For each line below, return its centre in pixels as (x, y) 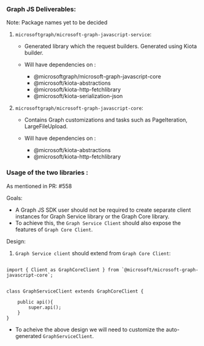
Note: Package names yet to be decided (57, 23)
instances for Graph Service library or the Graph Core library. (92, 216)
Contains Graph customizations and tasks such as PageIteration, (106, 120)
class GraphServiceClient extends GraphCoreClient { (75, 291)
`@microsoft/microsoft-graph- (160, 270)
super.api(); (45, 307)
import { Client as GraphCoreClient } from (63, 270)
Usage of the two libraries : (47, 172)
